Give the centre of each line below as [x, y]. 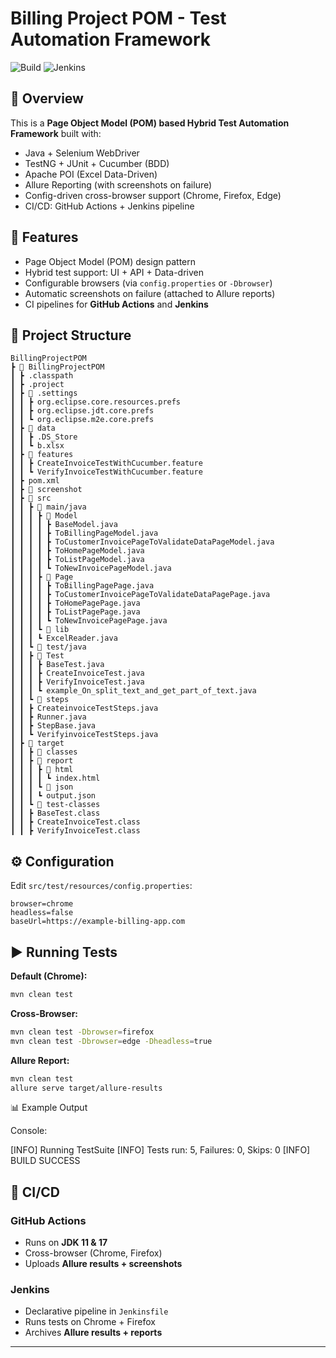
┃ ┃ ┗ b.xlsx [37, 446]
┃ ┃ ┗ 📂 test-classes [55, 805]
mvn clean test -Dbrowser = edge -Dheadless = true [111, 1041]
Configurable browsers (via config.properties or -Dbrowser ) [148, 283]
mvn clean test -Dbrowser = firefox [82, 1032]
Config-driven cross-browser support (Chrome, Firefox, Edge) [153, 195]
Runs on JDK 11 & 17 [66, 1243]
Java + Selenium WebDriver [82, 153]
